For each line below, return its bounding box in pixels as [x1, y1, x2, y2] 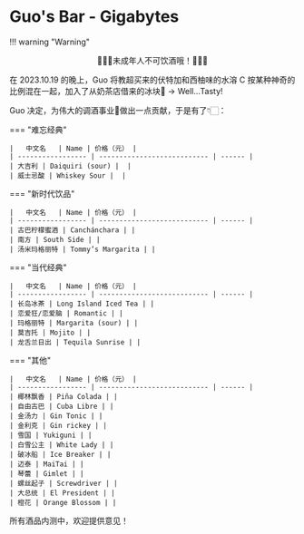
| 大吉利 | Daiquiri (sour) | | [9, 161, 132, 170]
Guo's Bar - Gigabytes [9, 6, 180, 27]
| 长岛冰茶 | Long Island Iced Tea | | [9, 299, 155, 308]
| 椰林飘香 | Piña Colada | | [9, 392, 118, 401]
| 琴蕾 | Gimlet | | [9, 469, 84, 478]
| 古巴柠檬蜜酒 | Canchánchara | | [9, 225, 136, 235]
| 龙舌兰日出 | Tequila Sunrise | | [9, 337, 142, 346]
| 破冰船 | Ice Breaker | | [9, 450, 112, 459]
